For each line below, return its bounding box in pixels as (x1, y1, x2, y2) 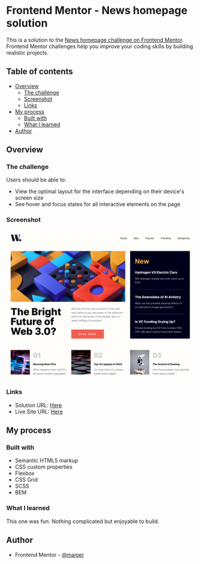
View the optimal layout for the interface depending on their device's (14, 188, 184, 195)
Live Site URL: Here (14, 408, 63, 415)
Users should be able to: (6, 176, 67, 183)
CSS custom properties (14, 464, 73, 471)
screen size (14, 194, 44, 201)
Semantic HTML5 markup (14, 457, 78, 464)
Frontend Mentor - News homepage (6, 4, 187, 17)
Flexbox (14, 470, 35, 477)
